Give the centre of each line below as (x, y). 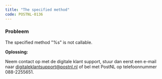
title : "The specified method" (37, 10)
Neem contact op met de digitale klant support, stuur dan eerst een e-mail (81, 61)
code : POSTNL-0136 (24, 14)
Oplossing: (17, 52)
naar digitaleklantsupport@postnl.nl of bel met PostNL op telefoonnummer (81, 67)
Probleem (17, 32)
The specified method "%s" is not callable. (49, 42)
